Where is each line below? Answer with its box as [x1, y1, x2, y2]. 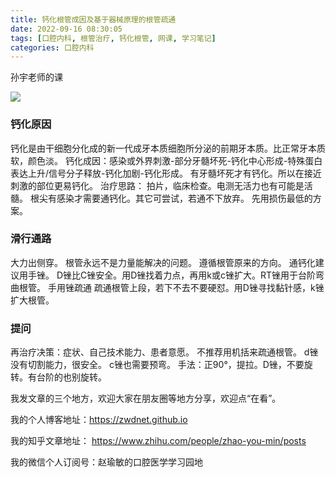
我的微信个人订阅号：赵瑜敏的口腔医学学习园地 [10, 456, 203, 468]
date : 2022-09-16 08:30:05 [10, 24, 123, 34]
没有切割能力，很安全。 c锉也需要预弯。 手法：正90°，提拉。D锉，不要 [10, 359, 305, 371]
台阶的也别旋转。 [36, 371, 107, 383]
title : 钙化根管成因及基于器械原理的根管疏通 [10, 14, 177, 25]
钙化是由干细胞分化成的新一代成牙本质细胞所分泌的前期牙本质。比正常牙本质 [10, 142, 326, 154]
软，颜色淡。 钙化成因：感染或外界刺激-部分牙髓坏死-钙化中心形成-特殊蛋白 [10, 154, 323, 166]
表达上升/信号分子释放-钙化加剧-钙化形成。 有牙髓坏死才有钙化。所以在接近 [10, 167, 322, 179]
